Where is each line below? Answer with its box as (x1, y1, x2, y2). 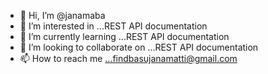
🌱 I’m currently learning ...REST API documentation (19, 31, 230, 42)
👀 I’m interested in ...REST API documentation (19, 20, 208, 32)
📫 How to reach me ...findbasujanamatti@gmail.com (19, 53, 238, 64)
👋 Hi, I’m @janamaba (19, 10, 106, 21)
